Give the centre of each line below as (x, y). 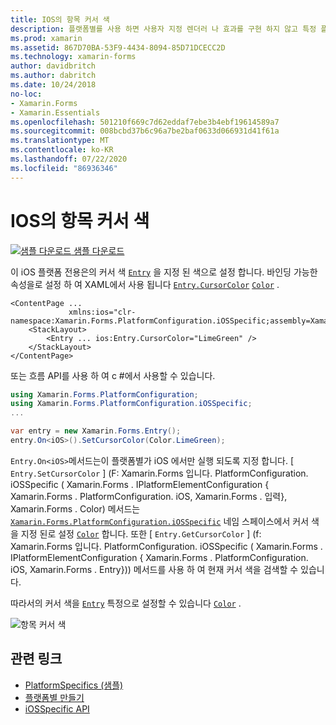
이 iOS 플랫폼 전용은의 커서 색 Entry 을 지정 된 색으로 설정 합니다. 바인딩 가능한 (164, 272)
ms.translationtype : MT (60, 141)
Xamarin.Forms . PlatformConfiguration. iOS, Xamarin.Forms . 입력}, (149, 496)
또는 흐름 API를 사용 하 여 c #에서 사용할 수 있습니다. (113, 375)
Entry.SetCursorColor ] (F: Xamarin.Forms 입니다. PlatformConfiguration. (159, 473)
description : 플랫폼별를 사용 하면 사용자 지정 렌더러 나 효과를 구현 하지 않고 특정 (163, 29)
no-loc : (26, 94)
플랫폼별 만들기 (54, 697)
